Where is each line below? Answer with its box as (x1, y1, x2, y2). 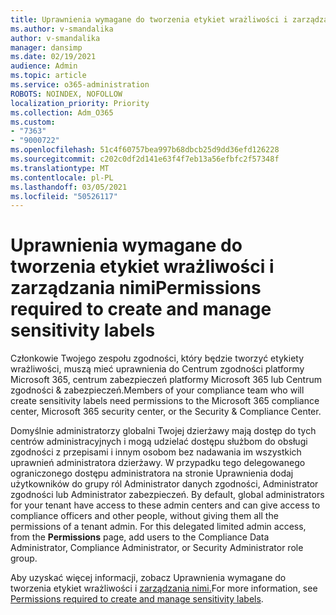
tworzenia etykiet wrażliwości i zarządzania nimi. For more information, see (10, 582, 318, 595)
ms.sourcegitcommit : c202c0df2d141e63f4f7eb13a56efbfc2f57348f (10, 154, 280, 164)
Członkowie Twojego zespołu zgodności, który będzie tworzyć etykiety (10, 352, 305, 365)
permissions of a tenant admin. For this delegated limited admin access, (10, 521, 307, 533)
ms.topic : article (10, 71, 87, 81)
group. (10, 552, 38, 565)
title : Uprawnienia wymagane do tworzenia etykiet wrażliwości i (10, 14, 288, 25)
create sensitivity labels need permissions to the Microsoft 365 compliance (10, 395, 320, 407)
